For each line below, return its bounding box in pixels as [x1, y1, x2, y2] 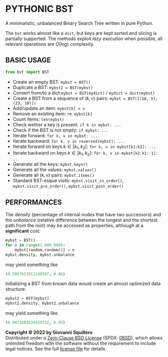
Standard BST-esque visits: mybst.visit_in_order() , [12, 178, 124, 184]
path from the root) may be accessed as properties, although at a [5, 222, 144, 229]
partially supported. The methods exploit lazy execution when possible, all [5, 35, 163, 42]
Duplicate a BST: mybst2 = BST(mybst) [12, 84, 94, 90]
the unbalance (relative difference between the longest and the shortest [5, 217, 158, 223]
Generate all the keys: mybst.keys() [12, 161, 88, 167]
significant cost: [5, 228, 41, 234]
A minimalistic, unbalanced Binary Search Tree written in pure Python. [5, 20, 154, 26]
